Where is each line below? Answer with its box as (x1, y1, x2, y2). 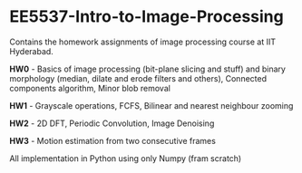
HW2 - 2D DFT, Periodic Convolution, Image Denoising (9, 118, 215, 129)
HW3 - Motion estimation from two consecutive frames (9, 135, 216, 146)
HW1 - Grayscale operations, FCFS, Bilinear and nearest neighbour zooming (9, 100, 294, 111)
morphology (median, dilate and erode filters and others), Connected (9, 72, 268, 83)
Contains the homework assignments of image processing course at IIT (9, 36, 277, 47)
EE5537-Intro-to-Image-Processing (9, 6, 284, 27)
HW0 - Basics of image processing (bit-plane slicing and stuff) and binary (9, 63, 286, 74)
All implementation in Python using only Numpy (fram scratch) (9, 152, 242, 164)
